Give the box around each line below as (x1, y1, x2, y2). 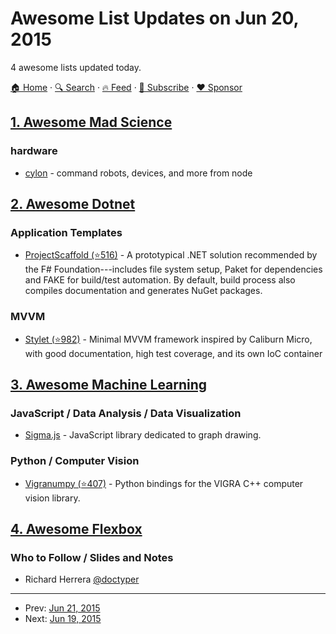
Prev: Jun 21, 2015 (24, 602, 101, 614)
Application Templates (10, 225, 123, 239)
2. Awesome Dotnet (10, 196, 136, 213)
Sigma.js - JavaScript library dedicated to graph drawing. (24, 429, 262, 441)
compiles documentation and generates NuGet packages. (24, 285, 263, 297)
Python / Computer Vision (10, 454, 140, 468)
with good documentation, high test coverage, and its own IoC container (24, 347, 323, 359)
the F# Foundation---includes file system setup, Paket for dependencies (24, 263, 323, 276)
